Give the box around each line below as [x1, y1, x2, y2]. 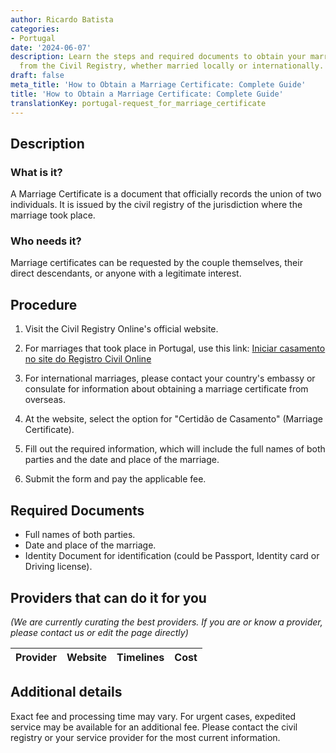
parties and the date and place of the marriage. [24, 454, 220, 466]
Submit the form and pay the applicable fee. [24, 473, 207, 485]
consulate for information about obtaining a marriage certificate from [24, 383, 309, 395]
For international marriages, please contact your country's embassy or [24, 372, 316, 385]
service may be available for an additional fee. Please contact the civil [10, 721, 298, 733]
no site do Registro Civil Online [24, 353, 152, 365]
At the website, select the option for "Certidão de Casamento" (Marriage [24, 413, 323, 425]
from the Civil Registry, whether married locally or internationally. [19, 61, 325, 71]
